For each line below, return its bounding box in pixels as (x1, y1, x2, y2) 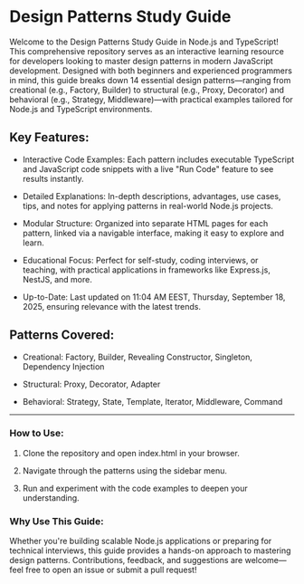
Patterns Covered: (9, 328, 115, 343)
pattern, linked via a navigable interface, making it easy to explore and (22, 227, 285, 238)
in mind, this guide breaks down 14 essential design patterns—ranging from (9, 74, 291, 85)
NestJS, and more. (22, 273, 92, 284)
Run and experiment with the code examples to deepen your (22, 483, 249, 493)
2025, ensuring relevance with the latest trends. (22, 301, 202, 311)
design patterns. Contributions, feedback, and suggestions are (9, 555, 243, 566)
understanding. (22, 492, 80, 503)
